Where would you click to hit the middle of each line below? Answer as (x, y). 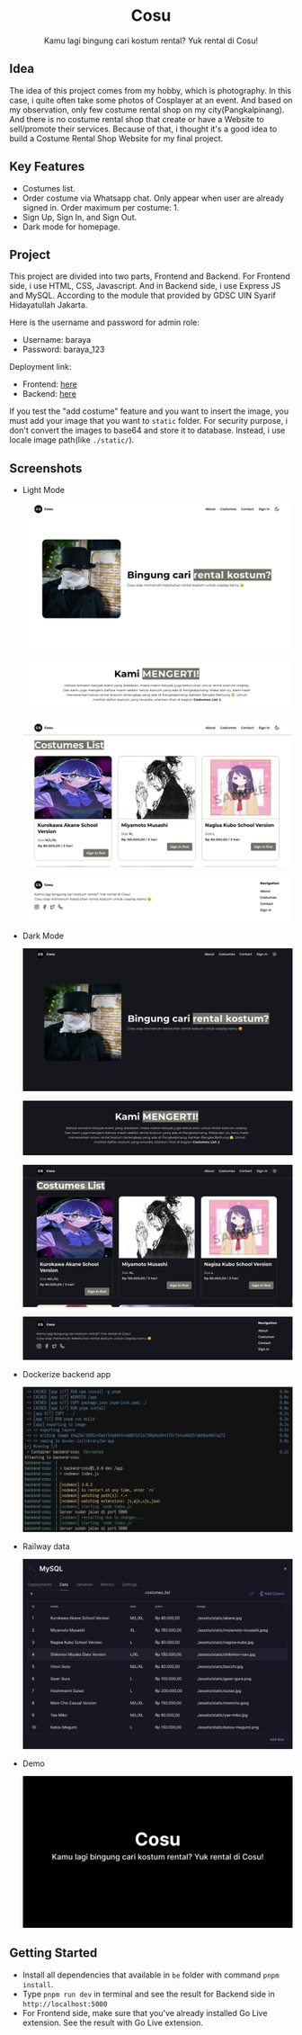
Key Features (47, 167)
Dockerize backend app (67, 1375)
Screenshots (46, 468)
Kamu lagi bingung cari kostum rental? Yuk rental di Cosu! (151, 40)
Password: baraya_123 (63, 350)
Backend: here (49, 394)
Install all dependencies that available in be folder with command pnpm (151, 1975)
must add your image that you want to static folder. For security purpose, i (148, 421)
